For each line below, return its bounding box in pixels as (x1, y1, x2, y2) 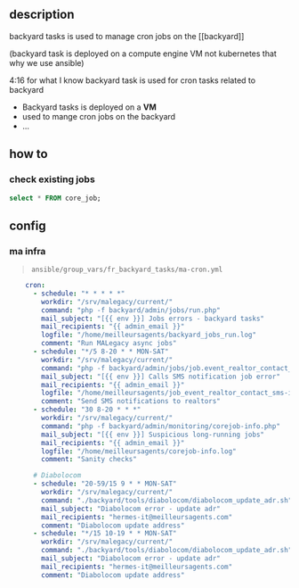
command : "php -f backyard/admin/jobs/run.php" (41, 305, 221, 315)
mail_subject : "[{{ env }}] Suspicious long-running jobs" (41, 430, 265, 439)
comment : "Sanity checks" (41, 455, 138, 464)
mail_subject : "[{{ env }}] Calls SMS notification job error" (41, 372, 280, 381)
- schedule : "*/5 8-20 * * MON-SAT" (32, 347, 169, 356)
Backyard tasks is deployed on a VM (21, 102, 158, 112)
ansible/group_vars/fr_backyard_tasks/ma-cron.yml (30, 265, 223, 275)
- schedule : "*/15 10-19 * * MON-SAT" (32, 529, 177, 538)
